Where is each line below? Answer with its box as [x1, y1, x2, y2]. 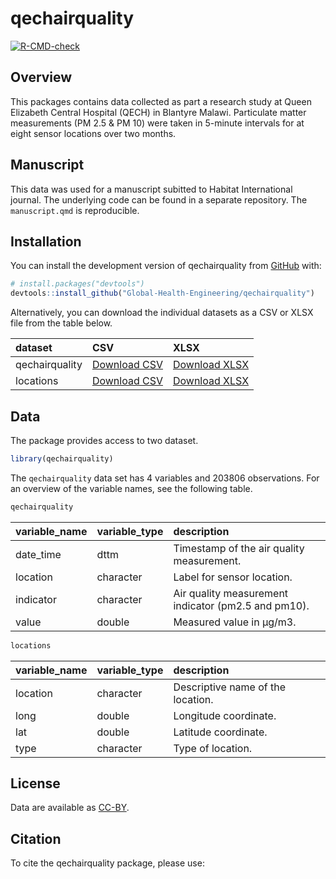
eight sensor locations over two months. [10, 127, 177, 139]
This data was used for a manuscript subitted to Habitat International [10, 183, 293, 195]
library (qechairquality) [10, 453, 114, 464]
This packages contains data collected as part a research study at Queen [10, 95, 312, 107]
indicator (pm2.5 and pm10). [173, 598, 310, 612]
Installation [10, 233, 82, 250]
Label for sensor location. [173, 570, 293, 584]
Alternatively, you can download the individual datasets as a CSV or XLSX [10, 307, 314, 319]
